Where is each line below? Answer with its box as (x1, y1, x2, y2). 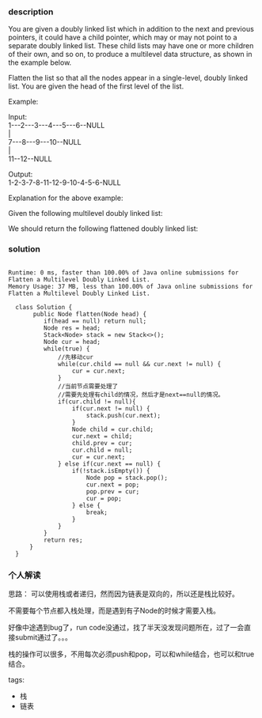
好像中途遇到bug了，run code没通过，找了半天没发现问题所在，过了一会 (8, 622, 245, 632)
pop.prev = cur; (85, 487, 140, 496)
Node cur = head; (43, 338, 101, 346)
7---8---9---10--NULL (8, 138, 82, 147)
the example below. (8, 58, 72, 67)
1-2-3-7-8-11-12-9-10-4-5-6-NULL (8, 178, 121, 187)
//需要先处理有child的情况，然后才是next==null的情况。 (58, 391, 224, 399)
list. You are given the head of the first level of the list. (8, 81, 184, 91)
